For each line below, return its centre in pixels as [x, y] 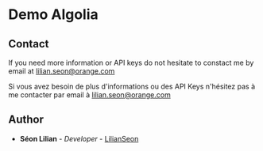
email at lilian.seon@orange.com [62, 71]
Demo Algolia [54, 15]
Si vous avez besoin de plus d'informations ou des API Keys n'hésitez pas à [132, 86]
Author [26, 120]
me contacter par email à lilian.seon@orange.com [89, 95]
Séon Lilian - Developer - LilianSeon [79, 138]
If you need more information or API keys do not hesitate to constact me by [131, 62]
